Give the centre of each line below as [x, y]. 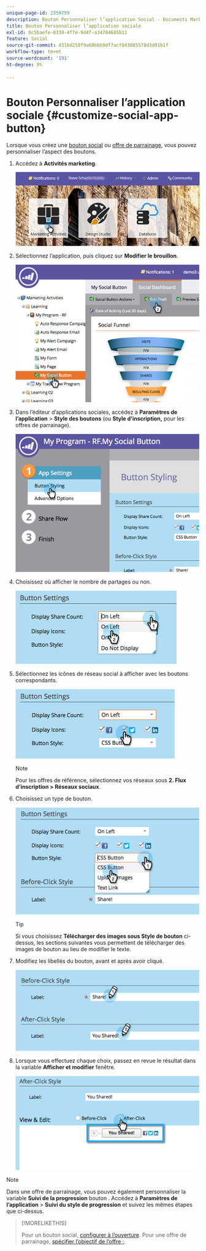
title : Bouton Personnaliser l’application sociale [74, 26]
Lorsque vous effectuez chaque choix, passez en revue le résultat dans [105, 1061]
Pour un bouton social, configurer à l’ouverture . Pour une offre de [104, 1235]
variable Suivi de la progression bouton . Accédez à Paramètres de [92, 1198]
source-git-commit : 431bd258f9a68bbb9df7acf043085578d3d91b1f [87, 45]
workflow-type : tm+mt [34, 52]
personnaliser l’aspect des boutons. [51, 152]
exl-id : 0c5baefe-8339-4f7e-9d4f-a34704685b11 [67, 32]
